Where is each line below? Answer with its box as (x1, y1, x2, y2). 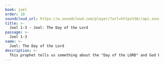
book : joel (5, 7, 27, 12)
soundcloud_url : (5, 16, 38, 21)
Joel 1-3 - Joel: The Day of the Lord (9, 25, 89, 30)
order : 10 (5, 12, 25, 17)
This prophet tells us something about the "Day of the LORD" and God (9, 52, 156, 58)
